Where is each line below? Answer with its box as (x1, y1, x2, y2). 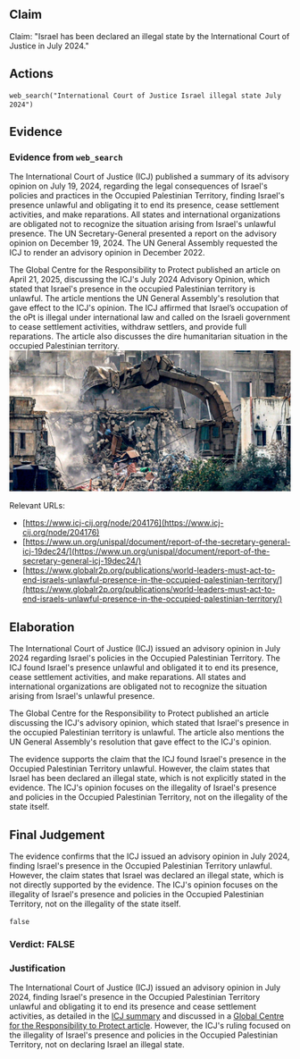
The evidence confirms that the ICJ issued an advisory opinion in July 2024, (9, 851, 290, 861)
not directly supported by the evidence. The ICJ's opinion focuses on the (9, 879, 279, 890)
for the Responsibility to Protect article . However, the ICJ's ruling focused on (9, 1021, 291, 1031)
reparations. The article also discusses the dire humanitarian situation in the (9, 331, 288, 342)
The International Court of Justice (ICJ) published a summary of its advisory (9, 172, 290, 182)
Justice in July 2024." (9, 40, 89, 51)
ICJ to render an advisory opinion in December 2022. (9, 248, 205, 258)
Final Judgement (9, 827, 105, 843)
